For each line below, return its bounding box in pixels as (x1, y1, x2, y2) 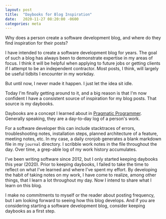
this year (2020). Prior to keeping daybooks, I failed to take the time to (5, 161, 149, 167)
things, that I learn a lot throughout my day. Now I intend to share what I (5, 177, 152, 183)
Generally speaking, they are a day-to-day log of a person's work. (5, 115, 140, 122)
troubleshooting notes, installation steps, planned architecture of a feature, (5, 130, 158, 137)
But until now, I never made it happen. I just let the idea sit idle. (5, 81, 133, 87)
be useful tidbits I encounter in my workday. (5, 71, 95, 77)
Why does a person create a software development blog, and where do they (5, 35, 162, 41)
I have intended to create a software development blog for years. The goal (5, 50, 158, 56)
